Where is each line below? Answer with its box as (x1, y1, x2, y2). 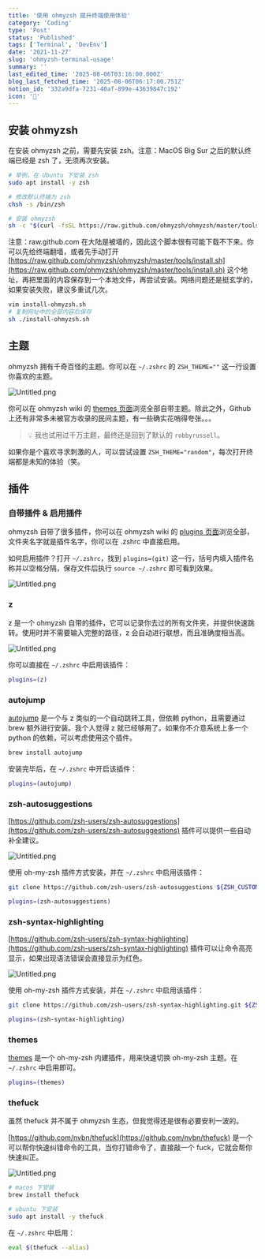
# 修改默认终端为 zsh (8, 192, 71, 201)
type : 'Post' (8, 26, 51, 34)
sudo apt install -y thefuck (8, 1212, 104, 1220)
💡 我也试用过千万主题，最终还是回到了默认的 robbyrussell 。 (27, 430, 225, 439)
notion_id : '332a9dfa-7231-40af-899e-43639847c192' (8, 84, 181, 93)
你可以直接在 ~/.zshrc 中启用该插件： (8, 659, 131, 669)
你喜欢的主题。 (8, 372, 57, 381)
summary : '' (8, 63, 47, 71)
